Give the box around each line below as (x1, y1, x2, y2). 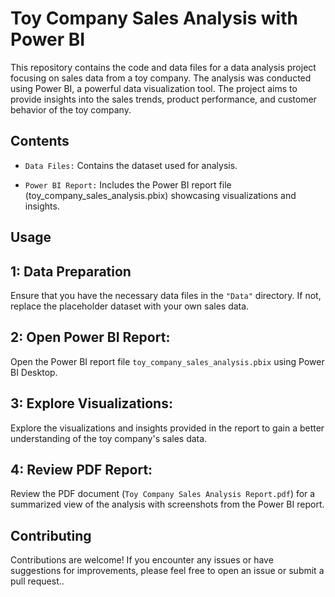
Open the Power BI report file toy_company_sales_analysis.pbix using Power (10, 355, 325, 367)
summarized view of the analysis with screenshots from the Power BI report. (10, 498, 325, 511)
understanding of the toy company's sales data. (10, 432, 208, 444)
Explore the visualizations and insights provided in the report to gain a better (10, 422, 325, 434)
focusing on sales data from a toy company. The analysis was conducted (10, 72, 312, 84)
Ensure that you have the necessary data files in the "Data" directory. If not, (10, 289, 322, 301)
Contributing (10, 527, 92, 544)
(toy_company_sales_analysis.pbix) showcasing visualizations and (24, 189, 297, 201)
